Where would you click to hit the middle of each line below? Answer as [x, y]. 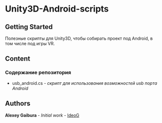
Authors [18, 103]
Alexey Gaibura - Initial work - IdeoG [42, 115]
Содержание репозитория [38, 73]
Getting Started [29, 27]
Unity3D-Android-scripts [57, 9]
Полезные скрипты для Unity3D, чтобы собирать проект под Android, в [79, 38]
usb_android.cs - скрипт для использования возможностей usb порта [84, 83]
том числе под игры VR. [30, 44]
